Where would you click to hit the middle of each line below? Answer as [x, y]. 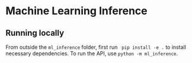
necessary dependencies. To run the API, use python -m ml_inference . [92, 53]
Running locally [35, 33]
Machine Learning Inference [76, 11]
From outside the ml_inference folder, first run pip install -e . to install [96, 47]
